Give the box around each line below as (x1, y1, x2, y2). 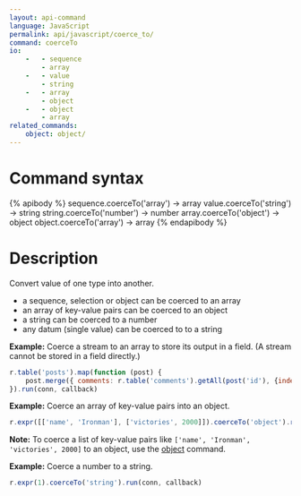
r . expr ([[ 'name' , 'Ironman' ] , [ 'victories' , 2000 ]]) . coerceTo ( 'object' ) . (9, 418, 291, 427)
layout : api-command (9, 13, 87, 22)
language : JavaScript (9, 21, 90, 30)
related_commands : (9, 122, 78, 131)
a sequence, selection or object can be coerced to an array (21, 295, 242, 305)
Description (9, 248, 99, 269)
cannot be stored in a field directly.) (9, 350, 141, 361)
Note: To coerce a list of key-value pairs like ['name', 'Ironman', (9, 434, 251, 445)
